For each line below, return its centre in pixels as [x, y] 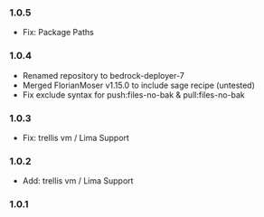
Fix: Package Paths [58, 33]
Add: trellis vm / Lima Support [78, 181]
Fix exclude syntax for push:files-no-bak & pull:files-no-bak [134, 94]
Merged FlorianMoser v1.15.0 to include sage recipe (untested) [139, 85]
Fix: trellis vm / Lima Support [75, 137]
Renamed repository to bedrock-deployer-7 [104, 75]
